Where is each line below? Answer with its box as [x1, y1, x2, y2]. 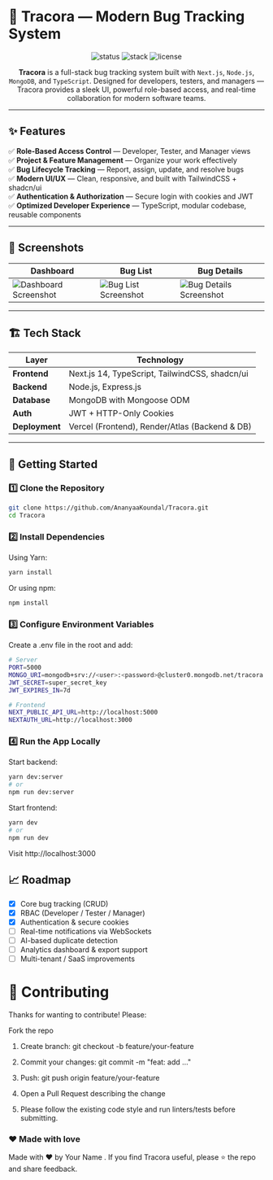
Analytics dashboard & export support [19, 944, 148, 955]
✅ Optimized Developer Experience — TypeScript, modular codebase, [8, 200, 247, 210]
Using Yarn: [8, 553, 48, 562]
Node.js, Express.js [68, 382, 142, 393]
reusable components [8, 209, 81, 219]
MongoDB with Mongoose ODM [68, 395, 190, 406]
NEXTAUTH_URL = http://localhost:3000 [8, 716, 132, 724]
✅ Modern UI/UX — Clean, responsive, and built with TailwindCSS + [8, 173, 237, 183]
